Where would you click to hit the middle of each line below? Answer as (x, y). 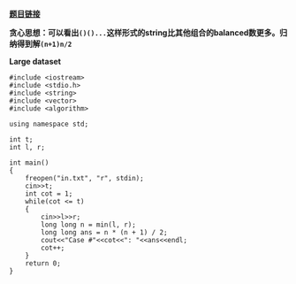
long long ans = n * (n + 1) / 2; (104, 233)
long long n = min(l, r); (89, 225)
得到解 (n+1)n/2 (44, 44)
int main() (29, 163)
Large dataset (35, 61)
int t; (21, 140)
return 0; (43, 264)
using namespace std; (49, 124)
